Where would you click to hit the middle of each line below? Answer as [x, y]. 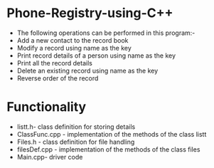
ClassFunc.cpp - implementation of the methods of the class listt [112, 134]
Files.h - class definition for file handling [76, 142]
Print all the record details [55, 63]
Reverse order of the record [58, 78]
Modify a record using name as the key [74, 48]
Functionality [47, 107]
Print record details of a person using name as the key [96, 56]
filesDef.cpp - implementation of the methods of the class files [108, 149]
